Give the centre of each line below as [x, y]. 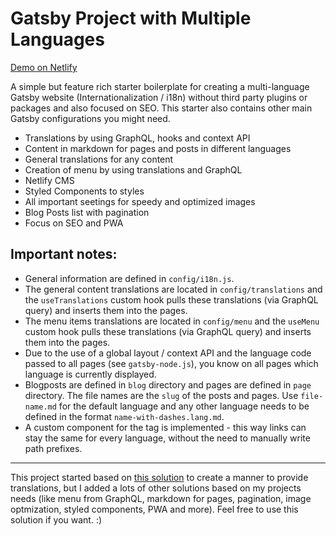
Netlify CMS [49, 180]
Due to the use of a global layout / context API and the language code [168, 353]
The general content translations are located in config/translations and [173, 289]
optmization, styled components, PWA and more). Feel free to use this [154, 509]
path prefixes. [53, 448]
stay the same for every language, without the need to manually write [167, 438]
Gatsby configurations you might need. [90, 118]
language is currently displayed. [90, 374]
